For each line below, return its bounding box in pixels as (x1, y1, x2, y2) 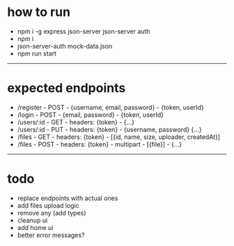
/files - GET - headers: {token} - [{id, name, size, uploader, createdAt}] (17, 133, 221, 141)
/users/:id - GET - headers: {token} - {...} (17, 117, 134, 126)
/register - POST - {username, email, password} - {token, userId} (17, 103, 204, 111)
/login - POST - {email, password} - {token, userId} (17, 110, 164, 119)
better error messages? (17, 231, 85, 239)
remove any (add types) (17, 208, 86, 217)
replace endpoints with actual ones (17, 194, 118, 202)
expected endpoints (7, 81, 126, 96)
